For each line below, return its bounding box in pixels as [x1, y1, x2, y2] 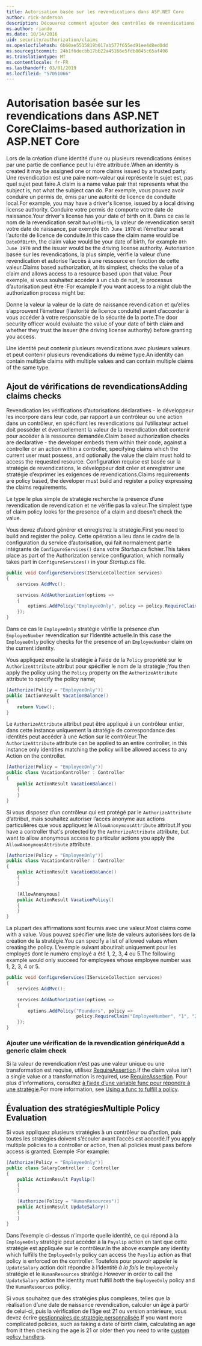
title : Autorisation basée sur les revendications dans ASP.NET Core [6, 8, 185, 15]
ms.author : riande [6, 25, 52, 32]
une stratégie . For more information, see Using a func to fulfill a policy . [6, 1086, 179, 1093]
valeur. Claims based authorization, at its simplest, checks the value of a [6, 263, 183, 271]
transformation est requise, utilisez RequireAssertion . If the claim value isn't [6, 1066, 192, 1074]
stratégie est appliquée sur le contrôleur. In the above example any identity [6, 1244, 190, 1251]
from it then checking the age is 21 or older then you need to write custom [6, 1327, 189, 1334]
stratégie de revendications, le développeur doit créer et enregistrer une [6, 465, 185, 471]
